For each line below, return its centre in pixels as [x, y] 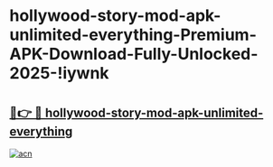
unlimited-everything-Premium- [133, 35]
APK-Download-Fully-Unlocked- [134, 54]
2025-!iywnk [60, 74]
